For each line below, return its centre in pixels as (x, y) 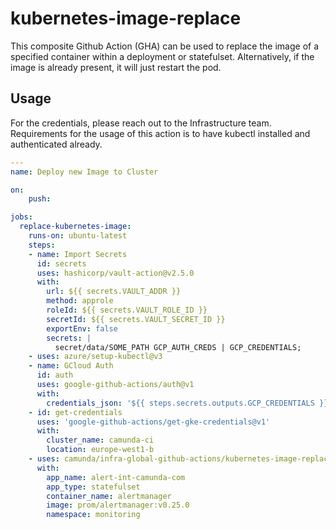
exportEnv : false (82, 328)
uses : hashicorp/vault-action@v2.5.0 (115, 273)
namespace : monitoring (93, 515)
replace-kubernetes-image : (75, 227)
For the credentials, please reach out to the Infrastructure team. (141, 123)
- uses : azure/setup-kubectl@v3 (95, 357)
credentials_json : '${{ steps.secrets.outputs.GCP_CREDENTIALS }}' (189, 403)
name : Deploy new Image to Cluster (84, 172)
